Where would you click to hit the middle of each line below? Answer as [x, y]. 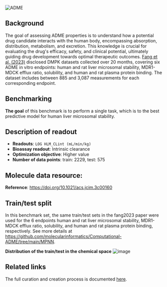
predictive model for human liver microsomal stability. [60, 116]
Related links [26, 267]
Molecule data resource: [44, 175]
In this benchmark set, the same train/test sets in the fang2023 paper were [82, 215]
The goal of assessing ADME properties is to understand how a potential [80, 35]
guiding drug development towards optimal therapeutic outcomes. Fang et [82, 56]
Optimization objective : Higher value [51, 154]
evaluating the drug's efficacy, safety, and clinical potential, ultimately [77, 51]
